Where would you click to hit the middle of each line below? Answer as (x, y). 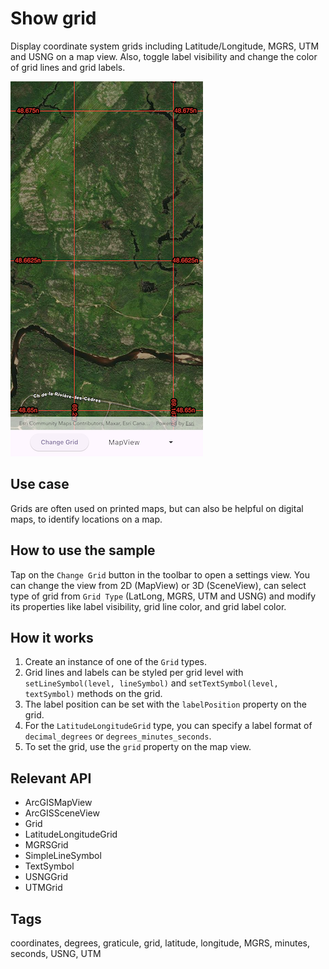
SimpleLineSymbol (63, 856)
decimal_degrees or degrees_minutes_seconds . (118, 736)
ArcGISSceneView (62, 813)
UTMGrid (43, 888)
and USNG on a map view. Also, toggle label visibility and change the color (164, 56)
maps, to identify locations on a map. (86, 519)
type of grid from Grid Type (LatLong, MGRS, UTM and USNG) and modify (163, 596)
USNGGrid (46, 877)
